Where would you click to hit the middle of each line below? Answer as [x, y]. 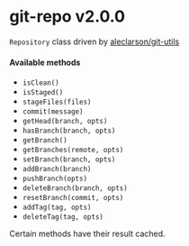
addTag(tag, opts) [57, 208]
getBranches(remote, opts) [73, 150]
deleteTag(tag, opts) [63, 217]
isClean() [41, 83]
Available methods [45, 62]
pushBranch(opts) [55, 179]
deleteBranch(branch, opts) [75, 188]
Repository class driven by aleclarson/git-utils [94, 41]
